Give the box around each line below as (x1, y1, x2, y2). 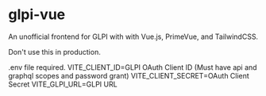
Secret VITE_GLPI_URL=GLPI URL (8, 79, 118, 89)
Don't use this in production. (8, 47, 101, 56)
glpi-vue (8, 6, 66, 24)
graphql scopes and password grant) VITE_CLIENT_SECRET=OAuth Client (8, 71, 250, 80)
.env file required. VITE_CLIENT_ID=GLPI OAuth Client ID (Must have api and (8, 62, 257, 72)
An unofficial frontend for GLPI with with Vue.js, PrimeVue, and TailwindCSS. (8, 32, 259, 41)
